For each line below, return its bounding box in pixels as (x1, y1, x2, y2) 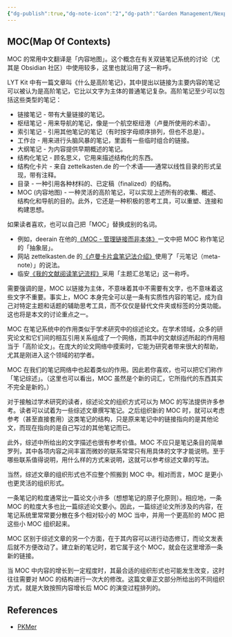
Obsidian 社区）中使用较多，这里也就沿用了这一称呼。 (20, 64, 175, 72)
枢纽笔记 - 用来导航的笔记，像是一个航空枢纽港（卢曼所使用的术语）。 (17, 119, 215, 127)
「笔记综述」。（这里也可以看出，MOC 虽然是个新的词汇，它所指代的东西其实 (7, 375, 223, 383)
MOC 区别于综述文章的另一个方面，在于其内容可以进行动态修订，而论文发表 (7, 535, 223, 543)
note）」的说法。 (17, 261, 64, 269)
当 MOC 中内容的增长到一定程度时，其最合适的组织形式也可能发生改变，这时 (7, 566, 225, 575)
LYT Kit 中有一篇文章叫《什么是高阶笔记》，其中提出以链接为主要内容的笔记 (7, 78, 220, 87)
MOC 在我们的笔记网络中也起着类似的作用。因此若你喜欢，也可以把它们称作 (7, 366, 223, 374)
